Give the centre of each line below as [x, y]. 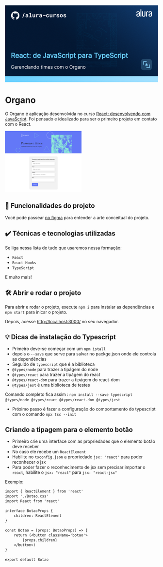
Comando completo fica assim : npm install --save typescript [69, 394]
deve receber [25, 447]
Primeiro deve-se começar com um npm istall [59, 349]
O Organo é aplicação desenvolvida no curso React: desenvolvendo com [78, 114]
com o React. [18, 124]
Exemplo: [14, 482]
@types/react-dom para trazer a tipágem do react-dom [66, 380]
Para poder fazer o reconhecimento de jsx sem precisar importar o [79, 467]
